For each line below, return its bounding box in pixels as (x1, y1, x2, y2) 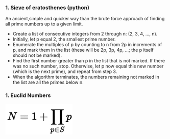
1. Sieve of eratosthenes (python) (5, 4, 89, 11)
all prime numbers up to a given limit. (5, 21, 83, 27)
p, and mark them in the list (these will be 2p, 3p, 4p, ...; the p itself (12, 47, 154, 53)
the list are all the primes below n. (12, 79, 84, 85)
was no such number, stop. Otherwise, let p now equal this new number (12, 63, 164, 69)
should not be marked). (12, 52, 62, 58)
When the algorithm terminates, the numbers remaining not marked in (12, 74, 159, 80)
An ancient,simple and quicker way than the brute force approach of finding (5, 16, 165, 22)
